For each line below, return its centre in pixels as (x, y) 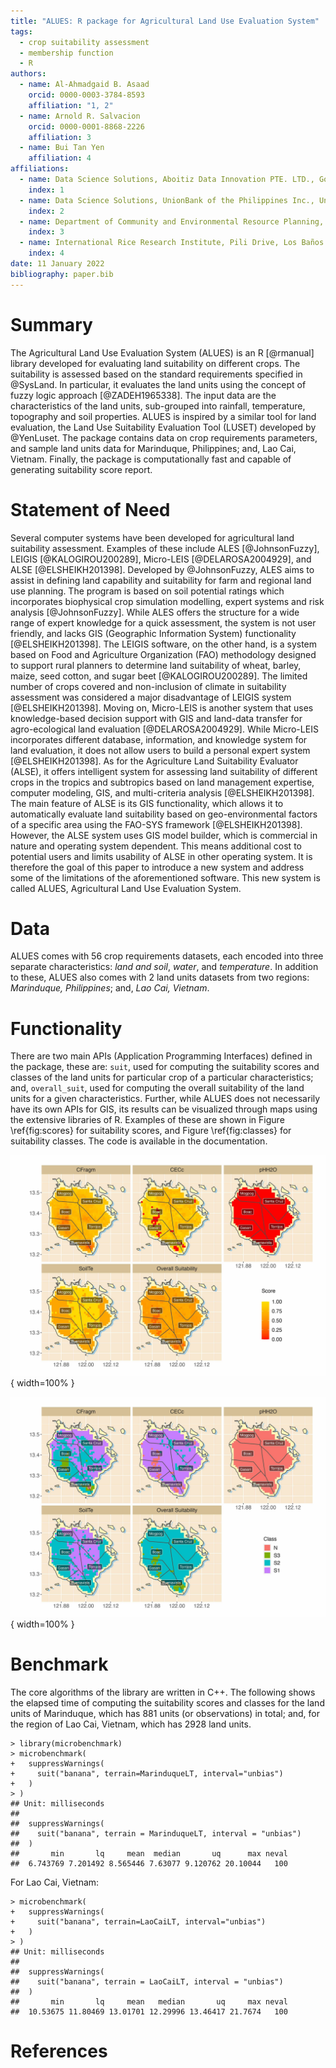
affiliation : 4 (60, 158)
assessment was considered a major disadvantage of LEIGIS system (151, 697)
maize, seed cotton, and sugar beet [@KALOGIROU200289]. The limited (159, 676)
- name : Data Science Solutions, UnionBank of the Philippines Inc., (167, 200)
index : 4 (46, 253)
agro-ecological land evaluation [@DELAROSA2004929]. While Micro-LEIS (164, 729)
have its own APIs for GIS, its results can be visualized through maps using (164, 1109)
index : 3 (46, 232)
